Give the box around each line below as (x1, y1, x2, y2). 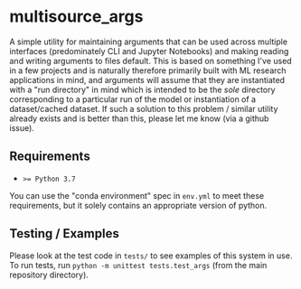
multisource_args (9, 6, 144, 27)
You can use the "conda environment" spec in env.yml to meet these (9, 190, 265, 200)
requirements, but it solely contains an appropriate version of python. (9, 200, 268, 210)
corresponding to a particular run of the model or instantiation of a (9, 93, 256, 105)
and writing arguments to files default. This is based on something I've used (9, 55, 292, 66)
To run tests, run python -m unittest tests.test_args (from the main (9, 259, 268, 270)
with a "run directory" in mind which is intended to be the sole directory (9, 84, 276, 95)
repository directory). (9, 269, 89, 280)
